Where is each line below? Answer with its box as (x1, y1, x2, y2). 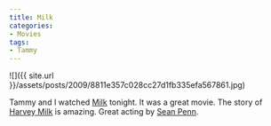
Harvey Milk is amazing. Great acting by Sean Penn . (9, 106, 199, 117)
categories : (9, 21, 53, 30)
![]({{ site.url (9, 70, 54, 81)
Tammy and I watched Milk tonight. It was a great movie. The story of (9, 97, 263, 107)
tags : (9, 37, 29, 47)
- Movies (9, 29, 42, 38)
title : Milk (9, 12, 53, 22)
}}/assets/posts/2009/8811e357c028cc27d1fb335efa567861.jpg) (9, 80, 246, 91)
